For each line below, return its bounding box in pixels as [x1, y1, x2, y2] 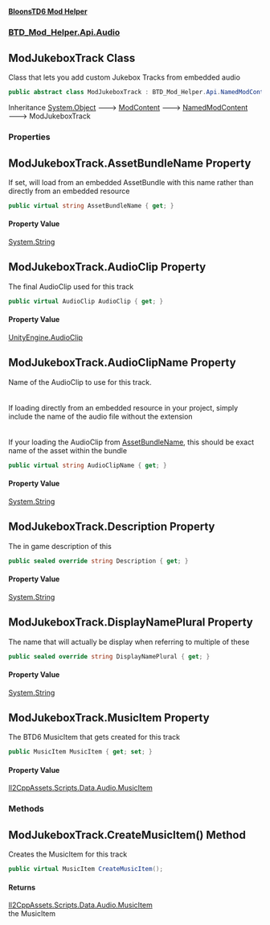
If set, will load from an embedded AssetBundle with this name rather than [8, 177, 254, 187]
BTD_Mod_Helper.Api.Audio [8, 27, 121, 38]
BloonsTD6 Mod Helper [8, 6, 88, 16]
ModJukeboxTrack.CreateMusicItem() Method [8, 828, 247, 841]
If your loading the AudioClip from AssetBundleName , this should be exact [8, 437, 255, 447]
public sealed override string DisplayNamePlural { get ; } [8, 652, 211, 660]
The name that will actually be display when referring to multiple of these [8, 637, 250, 646]
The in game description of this [8, 541, 112, 551]
